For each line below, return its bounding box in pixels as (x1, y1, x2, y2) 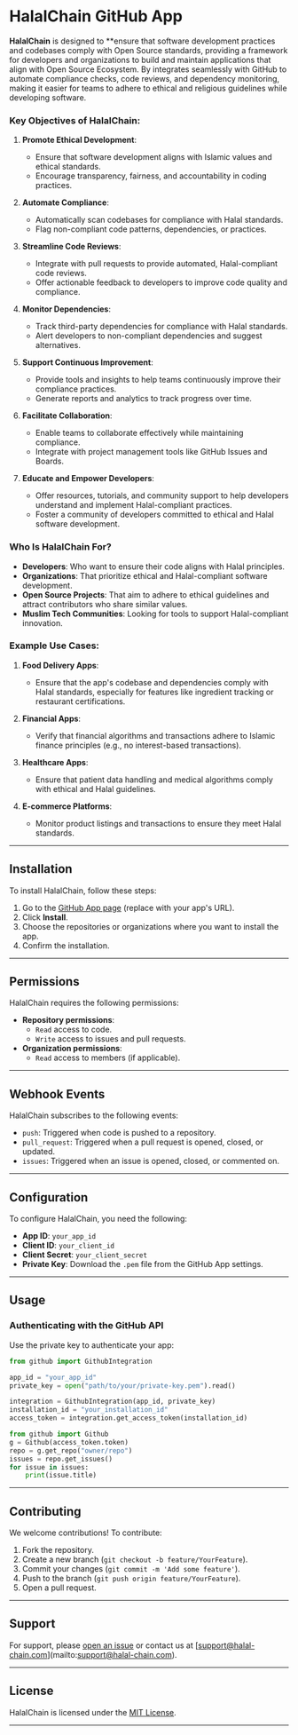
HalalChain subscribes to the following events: (9, 1110, 179, 1121)
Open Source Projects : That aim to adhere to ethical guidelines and (21, 589, 270, 600)
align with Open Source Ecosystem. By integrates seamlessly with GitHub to (9, 64, 287, 75)
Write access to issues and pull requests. (35, 1034, 186, 1044)
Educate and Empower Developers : (21, 473, 155, 484)
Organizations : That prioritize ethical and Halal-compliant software (21, 570, 268, 581)
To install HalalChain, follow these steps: (9, 885, 157, 896)
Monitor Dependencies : (21, 304, 111, 314)
